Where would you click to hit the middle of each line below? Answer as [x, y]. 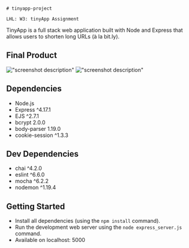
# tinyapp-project [29, 8]
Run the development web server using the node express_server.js [98, 227]
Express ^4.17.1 [33, 109]
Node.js [25, 103]
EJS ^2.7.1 [27, 116]
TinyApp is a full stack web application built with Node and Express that [94, 30]
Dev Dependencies [43, 154]
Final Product [31, 56]
